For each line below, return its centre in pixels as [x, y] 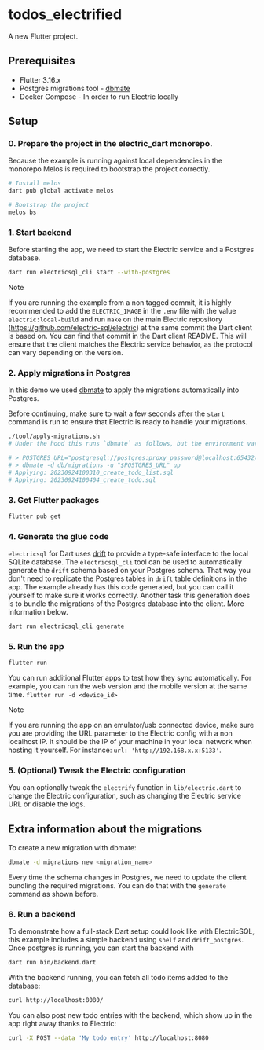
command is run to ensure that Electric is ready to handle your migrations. [128, 422]
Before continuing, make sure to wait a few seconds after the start [117, 413]
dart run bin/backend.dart [52, 963]
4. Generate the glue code [59, 536]
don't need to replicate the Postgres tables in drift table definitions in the [128, 578]
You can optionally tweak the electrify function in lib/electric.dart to [125, 787]
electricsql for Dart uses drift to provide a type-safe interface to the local [128, 554]
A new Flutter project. [43, 36]
